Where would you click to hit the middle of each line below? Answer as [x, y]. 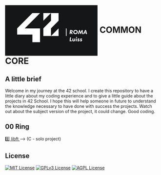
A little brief [23, 79]
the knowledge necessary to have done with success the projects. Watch [79, 106]
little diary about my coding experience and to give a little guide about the [79, 96]
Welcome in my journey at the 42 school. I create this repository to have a [79, 91]
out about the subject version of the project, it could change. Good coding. [80, 111]
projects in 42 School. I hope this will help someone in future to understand [80, 101]
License [17, 156]
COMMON [121, 30]
